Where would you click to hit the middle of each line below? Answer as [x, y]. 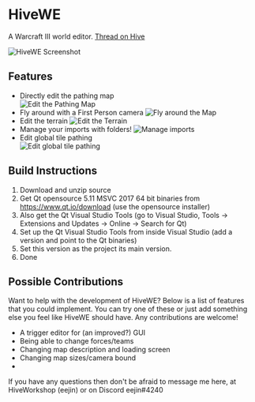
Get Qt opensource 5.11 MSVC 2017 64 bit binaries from [110, 198]
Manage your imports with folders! [76, 129]
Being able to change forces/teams [77, 341]
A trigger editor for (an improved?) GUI [82, 332]
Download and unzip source [66, 190]
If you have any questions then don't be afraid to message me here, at [122, 381]
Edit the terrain [44, 121]
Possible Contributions [66, 282]
